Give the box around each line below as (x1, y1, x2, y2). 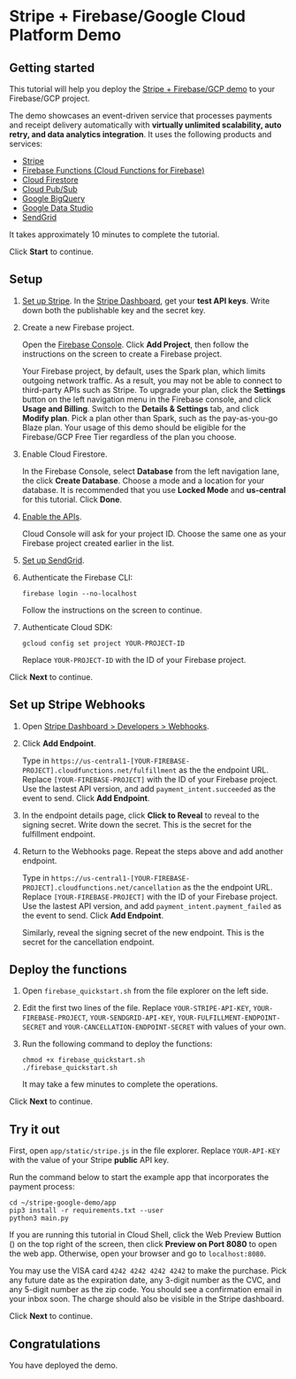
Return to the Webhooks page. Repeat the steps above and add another (21, 845, 284, 856)
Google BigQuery (21, 193, 86, 204)
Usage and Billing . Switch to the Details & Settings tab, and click (21, 403, 259, 413)
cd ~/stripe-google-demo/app (9, 1198, 117, 1207)
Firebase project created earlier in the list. (21, 537, 175, 548)
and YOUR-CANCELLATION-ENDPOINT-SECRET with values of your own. (48, 1021, 286, 1032)
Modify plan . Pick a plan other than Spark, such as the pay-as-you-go (21, 412, 278, 423)
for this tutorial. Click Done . (21, 494, 122, 505)
